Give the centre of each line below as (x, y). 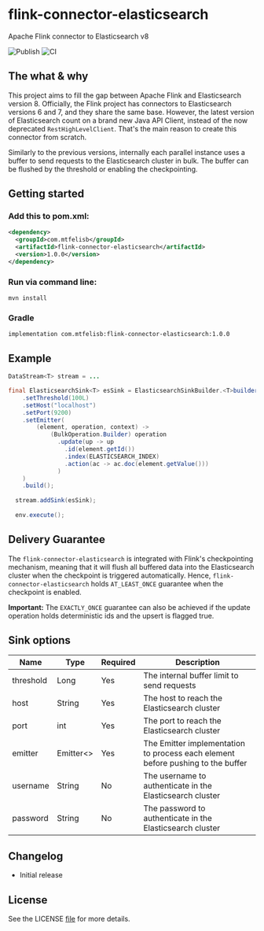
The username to (175, 776)
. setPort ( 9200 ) (47, 412)
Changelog (36, 856)
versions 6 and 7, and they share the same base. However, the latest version (131, 112)
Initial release (41, 875)
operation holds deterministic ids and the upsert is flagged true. (111, 615)
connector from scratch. (48, 137)
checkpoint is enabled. (45, 592)
